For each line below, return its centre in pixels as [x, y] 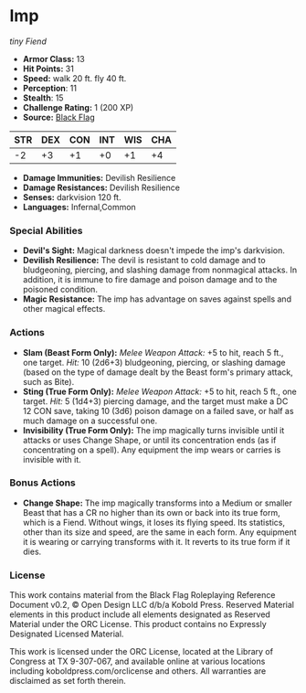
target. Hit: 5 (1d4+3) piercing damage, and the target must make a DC [155, 401]
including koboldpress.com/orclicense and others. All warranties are [138, 671]
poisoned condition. [60, 290]
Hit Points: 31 [48, 69]
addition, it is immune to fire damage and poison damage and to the [150, 280]
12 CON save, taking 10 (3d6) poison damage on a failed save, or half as [158, 410]
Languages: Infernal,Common [79, 207]
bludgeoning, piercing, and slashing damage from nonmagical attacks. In [160, 270]
